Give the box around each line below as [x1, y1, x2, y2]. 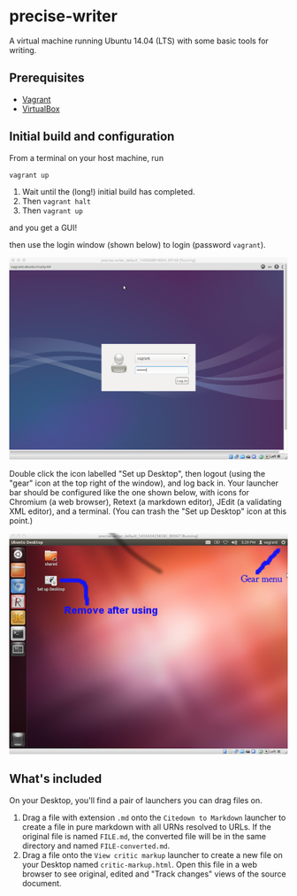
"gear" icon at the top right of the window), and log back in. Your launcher [9, 478, 279, 488]
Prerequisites [9, 71, 85, 86]
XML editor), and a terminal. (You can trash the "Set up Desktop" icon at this [9, 506, 287, 517]
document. [21, 877, 62, 888]
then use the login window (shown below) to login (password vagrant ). [9, 239, 267, 249]
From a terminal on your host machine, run [9, 152, 164, 163]
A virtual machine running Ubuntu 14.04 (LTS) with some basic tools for [9, 35, 270, 46]
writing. [9, 44, 37, 55]
